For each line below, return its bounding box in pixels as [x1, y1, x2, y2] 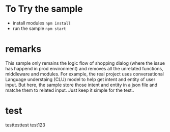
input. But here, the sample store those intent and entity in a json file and [5, 82, 158, 88]
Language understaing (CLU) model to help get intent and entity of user [5, 76, 156, 82]
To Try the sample [5, 3, 83, 15]
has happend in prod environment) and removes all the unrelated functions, [5, 65, 164, 71]
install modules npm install [12, 20, 71, 26]
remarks [5, 43, 42, 55]
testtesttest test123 [5, 122, 46, 128]
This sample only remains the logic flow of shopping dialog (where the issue [5, 60, 165, 66]
